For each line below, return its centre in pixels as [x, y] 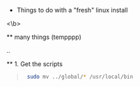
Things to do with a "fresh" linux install [72, 10]
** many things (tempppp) [44, 37]
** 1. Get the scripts [35, 64]
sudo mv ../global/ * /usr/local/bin [80, 77]
